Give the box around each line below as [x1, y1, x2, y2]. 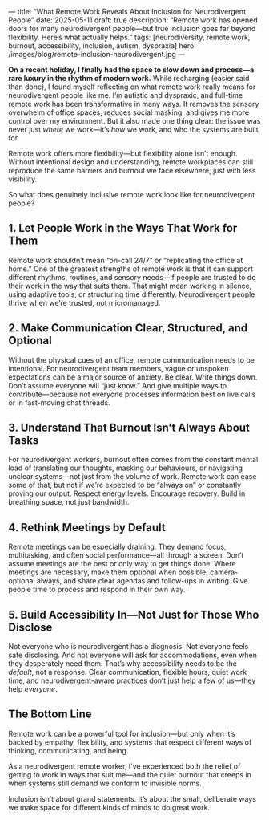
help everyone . [8, 684, 58, 694]
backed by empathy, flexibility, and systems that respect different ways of [8, 737, 252, 747]
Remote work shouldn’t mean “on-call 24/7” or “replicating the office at [8, 255, 243, 265]
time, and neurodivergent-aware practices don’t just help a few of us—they [8, 676, 256, 685]
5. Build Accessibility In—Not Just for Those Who [8, 607, 259, 621]
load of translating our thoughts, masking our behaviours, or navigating [8, 463, 243, 473]
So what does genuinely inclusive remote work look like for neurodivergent [8, 190, 255, 199]
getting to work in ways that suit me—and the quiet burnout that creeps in [8, 769, 252, 779]
